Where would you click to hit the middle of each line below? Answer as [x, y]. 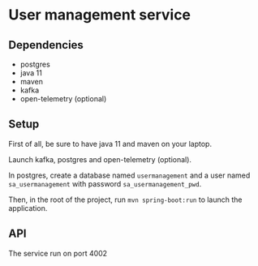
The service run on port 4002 [58, 253]
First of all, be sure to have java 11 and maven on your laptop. [110, 144]
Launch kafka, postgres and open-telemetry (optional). [100, 159]
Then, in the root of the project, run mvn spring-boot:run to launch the [125, 199]
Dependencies [46, 45]
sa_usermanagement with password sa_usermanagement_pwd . [105, 183]
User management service [100, 15]
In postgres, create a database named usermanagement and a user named [129, 175]
